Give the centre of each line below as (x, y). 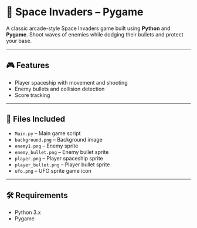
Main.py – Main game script (47, 133)
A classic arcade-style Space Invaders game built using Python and (88, 28)
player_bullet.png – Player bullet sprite (62, 165)
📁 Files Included (36, 119)
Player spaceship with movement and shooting (71, 82)
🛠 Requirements (37, 195)
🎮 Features (28, 66)
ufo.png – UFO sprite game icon (53, 170)
